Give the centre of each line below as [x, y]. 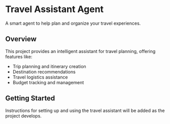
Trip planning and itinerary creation [49, 66]
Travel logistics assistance [40, 77]
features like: [19, 56]
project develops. [24, 116]
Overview [21, 39]
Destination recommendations [44, 72]
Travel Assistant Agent [55, 9]
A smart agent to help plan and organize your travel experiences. [73, 23]
